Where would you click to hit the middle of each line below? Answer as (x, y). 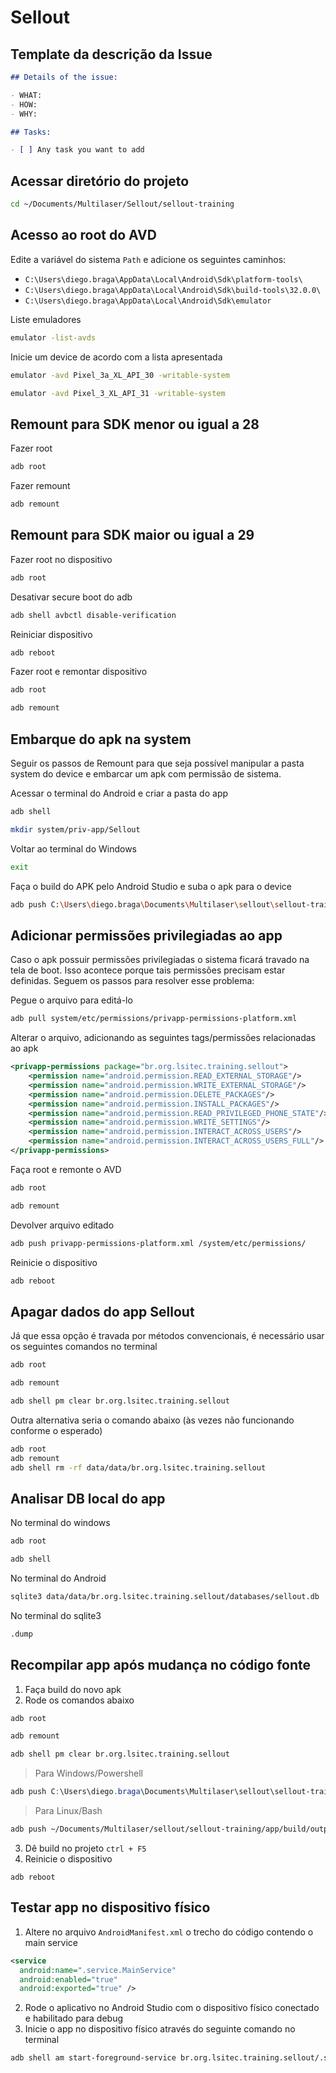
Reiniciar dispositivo (51, 634)
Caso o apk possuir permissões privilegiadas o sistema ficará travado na (160, 960)
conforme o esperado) (56, 1430)
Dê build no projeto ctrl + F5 (85, 1848)
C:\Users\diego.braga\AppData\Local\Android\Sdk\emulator (148, 301)
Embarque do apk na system (101, 739)
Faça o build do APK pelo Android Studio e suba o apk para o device (151, 886)
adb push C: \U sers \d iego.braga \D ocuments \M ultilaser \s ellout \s (145, 904)
